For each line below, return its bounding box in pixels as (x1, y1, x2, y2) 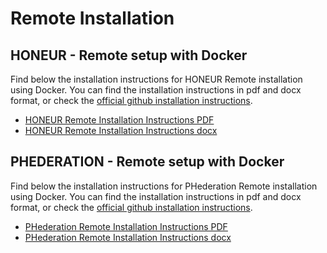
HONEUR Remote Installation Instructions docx (24, 125, 218, 136)
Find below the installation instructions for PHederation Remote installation (10, 180, 318, 192)
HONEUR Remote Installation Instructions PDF (24, 114, 215, 126)
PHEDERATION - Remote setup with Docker (10, 153, 285, 171)
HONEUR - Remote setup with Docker (10, 47, 248, 64)
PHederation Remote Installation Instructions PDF (24, 220, 228, 232)
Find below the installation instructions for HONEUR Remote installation (10, 73, 303, 85)
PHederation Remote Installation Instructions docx (24, 231, 232, 243)
